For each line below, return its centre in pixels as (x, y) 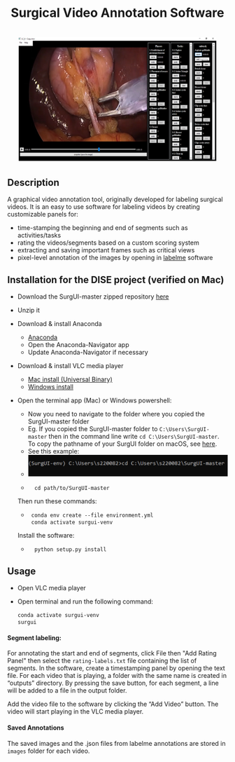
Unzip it (29, 310)
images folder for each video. (49, 751)
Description (33, 183)
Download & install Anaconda (60, 324)
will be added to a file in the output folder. (67, 690)
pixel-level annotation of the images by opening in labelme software (115, 258)
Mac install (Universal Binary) (70, 379)
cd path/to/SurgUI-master (72, 489)
